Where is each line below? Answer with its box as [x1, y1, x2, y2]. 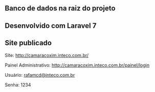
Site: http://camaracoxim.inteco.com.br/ [5, 52, 89, 58]
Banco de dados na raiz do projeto [5, 4, 116, 13]
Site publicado [5, 39, 52, 47]
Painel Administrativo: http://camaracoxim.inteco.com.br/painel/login [5, 62, 150, 68]
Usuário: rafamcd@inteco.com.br [5, 72, 75, 78]
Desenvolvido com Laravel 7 [5, 21, 97, 30]
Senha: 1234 [5, 81, 31, 88]
